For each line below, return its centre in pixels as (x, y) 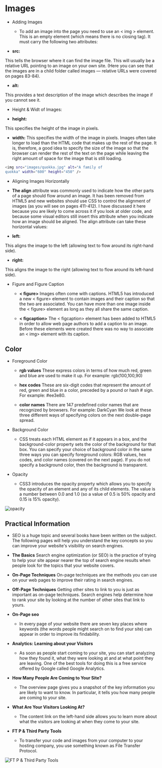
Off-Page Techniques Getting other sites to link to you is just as (75, 590)
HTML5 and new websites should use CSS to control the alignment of (81, 201)
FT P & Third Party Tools (37, 731)
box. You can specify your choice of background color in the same (86, 449)
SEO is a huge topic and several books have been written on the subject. (84, 536)
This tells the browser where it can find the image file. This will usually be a (80, 60)
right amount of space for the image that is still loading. (67, 158)
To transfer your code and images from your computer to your (81, 741)
